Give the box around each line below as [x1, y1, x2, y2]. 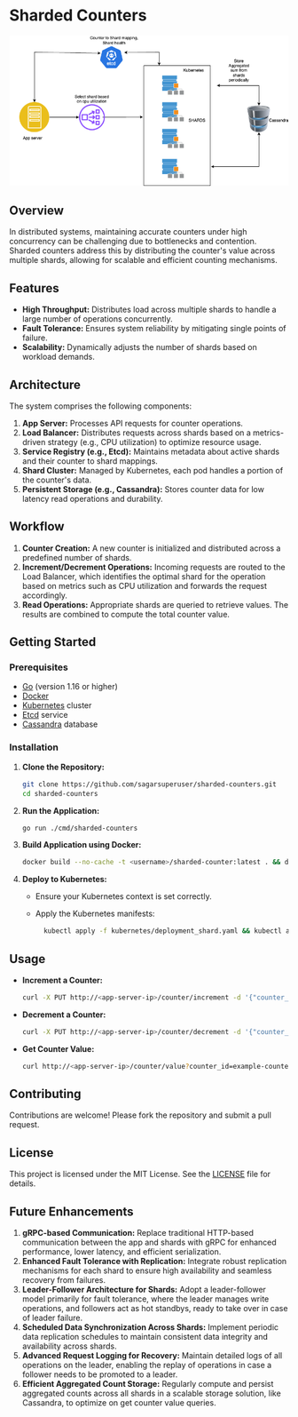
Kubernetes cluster [21, 700, 92, 711]
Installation [9, 741, 59, 753]
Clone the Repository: [21, 761, 105, 772]
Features [9, 281, 59, 296]
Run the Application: [21, 805, 100, 816]
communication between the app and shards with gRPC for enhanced [21, 1237, 277, 1248]
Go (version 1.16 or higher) [21, 681, 118, 692]
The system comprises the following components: [9, 401, 192, 411]
